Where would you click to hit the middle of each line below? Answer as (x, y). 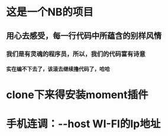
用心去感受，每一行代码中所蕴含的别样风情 (84, 36)
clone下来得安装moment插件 (77, 95)
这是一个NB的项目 (50, 12)
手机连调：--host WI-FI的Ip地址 (83, 124)
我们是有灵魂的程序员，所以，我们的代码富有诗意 (76, 54)
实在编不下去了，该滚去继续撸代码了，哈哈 (58, 69)
